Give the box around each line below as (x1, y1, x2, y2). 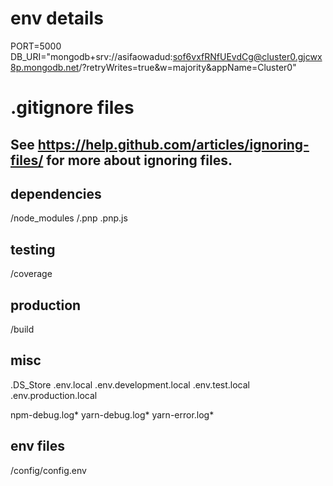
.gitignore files (10, 97, 135, 119)
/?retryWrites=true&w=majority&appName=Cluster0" (78, 61, 297, 73)
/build (10, 323, 35, 335)
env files (10, 438, 65, 455)
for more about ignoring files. (46, 152, 233, 169)
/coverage (10, 268, 53, 280)
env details (10, 7, 104, 30)
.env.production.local (10, 389, 98, 401)
